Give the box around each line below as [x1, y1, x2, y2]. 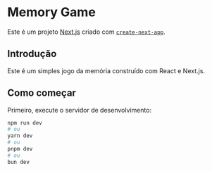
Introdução [7, 48, 57, 60]
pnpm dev [7, 146, 33, 153]
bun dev [7, 158, 30, 165]
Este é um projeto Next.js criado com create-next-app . [7, 27, 166, 36]
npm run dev [7, 119, 42, 127]
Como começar [7, 87, 76, 99]
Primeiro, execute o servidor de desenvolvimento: [7, 106, 152, 114]
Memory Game [7, 4, 96, 20]
